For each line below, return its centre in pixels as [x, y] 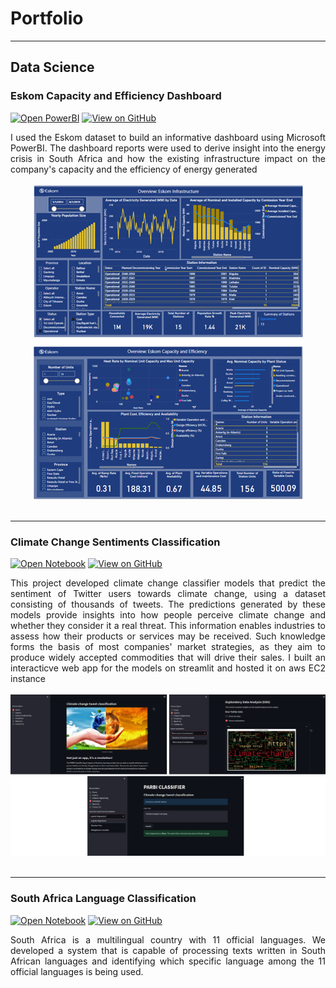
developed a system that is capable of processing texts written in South [168, 950]
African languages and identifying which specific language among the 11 [168, 961]
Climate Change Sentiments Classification [115, 542]
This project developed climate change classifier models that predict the [168, 583]
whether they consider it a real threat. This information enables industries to [168, 625]
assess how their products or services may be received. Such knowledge [168, 636]
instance [28, 678]
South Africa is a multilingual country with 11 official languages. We [168, 939]
